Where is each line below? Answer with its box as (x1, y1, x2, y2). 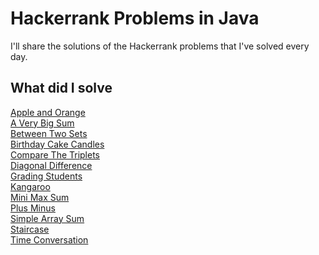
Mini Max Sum (10, 191, 70, 203)
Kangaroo (10, 180, 51, 192)
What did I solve (10, 80, 113, 97)
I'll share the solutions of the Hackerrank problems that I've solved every (10, 40, 310, 52)
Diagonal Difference (10, 159, 93, 171)
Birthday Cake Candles (10, 138, 105, 150)
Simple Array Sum (10, 212, 85, 224)
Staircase (10, 223, 50, 235)
